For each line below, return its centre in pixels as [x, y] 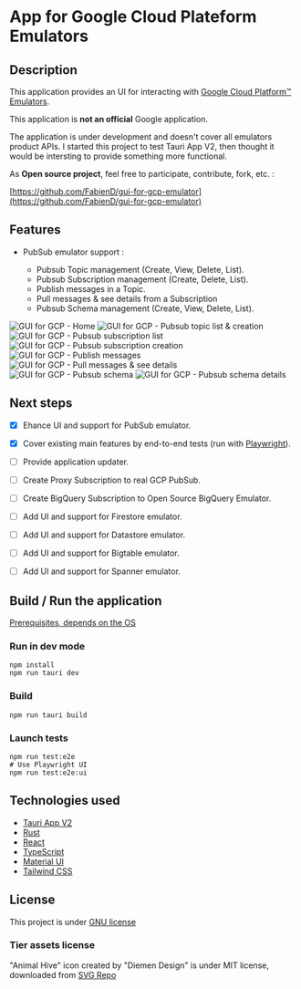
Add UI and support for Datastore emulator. [104, 535]
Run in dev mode [47, 646]
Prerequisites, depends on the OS [73, 623]
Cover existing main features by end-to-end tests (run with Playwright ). [156, 443]
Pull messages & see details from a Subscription [127, 298]
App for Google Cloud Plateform [133, 17]
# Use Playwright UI [49, 765]
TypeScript [43, 851]
